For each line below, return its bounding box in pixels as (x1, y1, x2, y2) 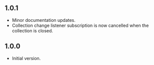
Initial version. (11, 55, 41, 61)
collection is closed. (11, 27, 53, 34)
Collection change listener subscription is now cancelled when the (11, 22, 149, 28)
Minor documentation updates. (11, 17, 76, 23)
